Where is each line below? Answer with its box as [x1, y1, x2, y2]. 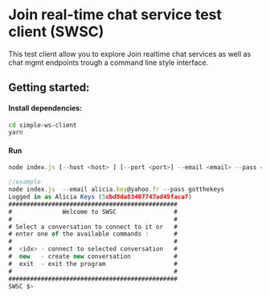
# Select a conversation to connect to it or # [8, 223, 178, 231]
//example [8, 178, 42, 186]
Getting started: [8, 81, 90, 95]
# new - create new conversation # [8, 252, 178, 261]
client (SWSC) [8, 22, 104, 41]
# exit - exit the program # [8, 260, 178, 268]
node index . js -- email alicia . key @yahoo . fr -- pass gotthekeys [8, 186, 225, 194]
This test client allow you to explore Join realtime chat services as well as [8, 49, 252, 58]
